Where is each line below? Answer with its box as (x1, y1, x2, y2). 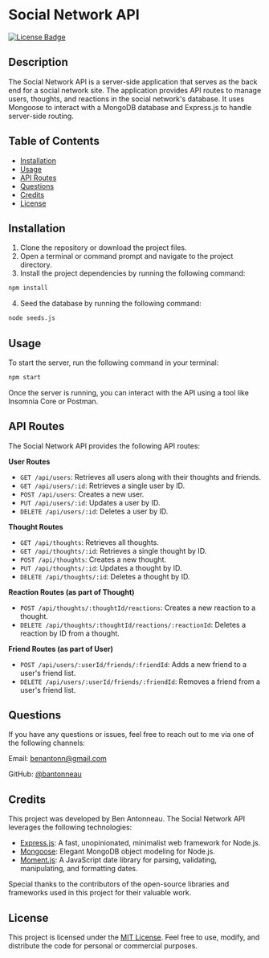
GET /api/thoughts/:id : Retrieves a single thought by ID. (19, 546, 207, 555)
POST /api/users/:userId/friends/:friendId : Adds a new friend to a (19, 659, 247, 669)
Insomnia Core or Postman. (8, 396, 99, 406)
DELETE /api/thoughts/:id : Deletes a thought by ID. (19, 571, 190, 581)
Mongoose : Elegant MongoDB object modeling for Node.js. (19, 846, 215, 857)
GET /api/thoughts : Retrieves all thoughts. (19, 537, 159, 547)
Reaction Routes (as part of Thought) (8, 587, 135, 596)
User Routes (8, 456, 51, 466)
